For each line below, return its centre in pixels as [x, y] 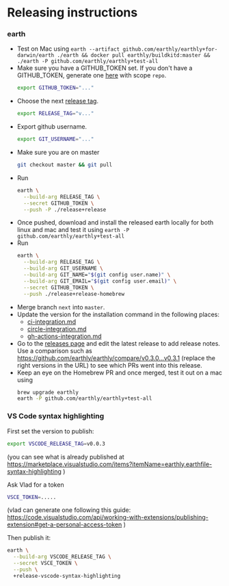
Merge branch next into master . [61, 307]
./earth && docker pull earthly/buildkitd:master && [134, 55]
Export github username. [52, 127]
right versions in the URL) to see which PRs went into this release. [110, 365]
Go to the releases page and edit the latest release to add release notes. [119, 343]
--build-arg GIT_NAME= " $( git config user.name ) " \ [97, 275]
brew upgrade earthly [48, 392]
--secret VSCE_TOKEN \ [45, 563]
